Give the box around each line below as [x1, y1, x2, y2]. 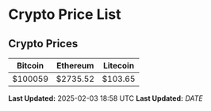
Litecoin [102, 61, 135, 71]
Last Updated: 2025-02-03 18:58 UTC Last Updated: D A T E [8, 94, 204, 103]
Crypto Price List [8, 6, 121, 24]
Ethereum [56, 61, 94, 71]
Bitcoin [17, 61, 44, 71]
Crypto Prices [8, 37, 79, 50]
